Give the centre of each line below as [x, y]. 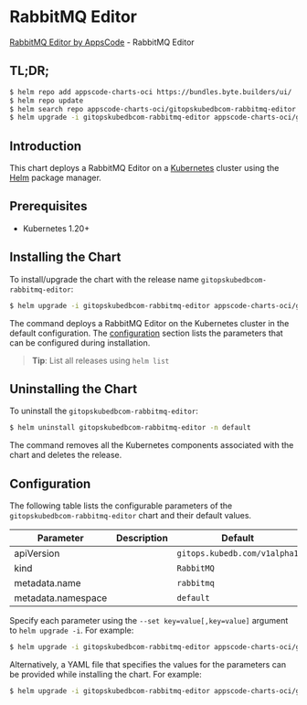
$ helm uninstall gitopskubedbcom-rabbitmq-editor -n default [130, 428]
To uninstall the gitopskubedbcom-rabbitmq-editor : [104, 411]
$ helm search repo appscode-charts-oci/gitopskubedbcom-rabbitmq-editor [153, 109]
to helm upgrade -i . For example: [72, 630]
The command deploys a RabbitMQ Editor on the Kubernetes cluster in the [149, 323]
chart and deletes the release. [66, 455]
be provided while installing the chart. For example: [106, 674]
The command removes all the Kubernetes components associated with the [152, 445]
